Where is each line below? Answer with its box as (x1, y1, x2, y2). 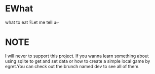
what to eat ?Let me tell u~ (5, 19, 59, 25)
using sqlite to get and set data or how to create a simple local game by (5, 58, 151, 64)
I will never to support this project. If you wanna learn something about (5, 53, 149, 59)
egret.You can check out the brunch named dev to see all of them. (5, 63, 140, 69)
